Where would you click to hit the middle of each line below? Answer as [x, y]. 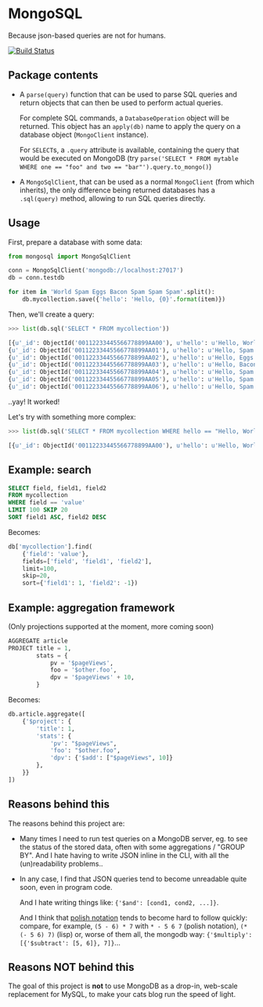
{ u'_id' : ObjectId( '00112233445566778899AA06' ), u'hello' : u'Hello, [122, 387]
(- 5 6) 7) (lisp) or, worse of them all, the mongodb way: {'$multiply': [136, 934]
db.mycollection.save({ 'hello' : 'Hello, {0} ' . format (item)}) [124, 299]
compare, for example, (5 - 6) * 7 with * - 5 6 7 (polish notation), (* [133, 926]
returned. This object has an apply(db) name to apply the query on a [130, 126]
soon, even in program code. [66, 887]
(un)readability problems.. [61, 863]
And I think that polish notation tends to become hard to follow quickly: [133, 917]
